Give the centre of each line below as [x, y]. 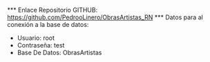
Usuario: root [36, 38]
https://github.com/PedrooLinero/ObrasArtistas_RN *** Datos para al [105, 17]
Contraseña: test [41, 45]
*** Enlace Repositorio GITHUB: [52, 10]
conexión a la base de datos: [48, 24]
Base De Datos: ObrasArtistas [59, 52]
